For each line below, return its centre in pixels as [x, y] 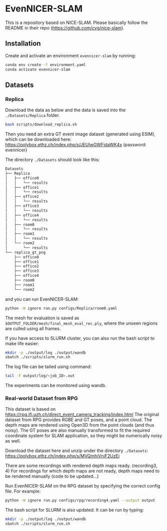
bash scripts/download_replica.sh [41, 125]
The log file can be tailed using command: [48, 367]
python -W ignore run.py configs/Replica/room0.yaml [61, 308]
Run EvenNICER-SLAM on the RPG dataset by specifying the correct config [83, 486]
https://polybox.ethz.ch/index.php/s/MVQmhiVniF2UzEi [62, 456]
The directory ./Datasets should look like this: [52, 160]
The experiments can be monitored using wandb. [56, 386]
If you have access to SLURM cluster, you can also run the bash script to [80, 338]
